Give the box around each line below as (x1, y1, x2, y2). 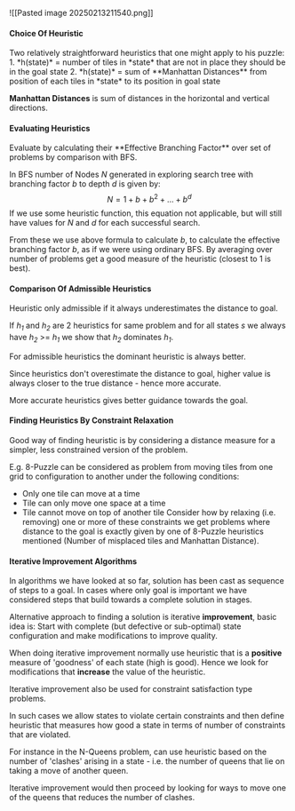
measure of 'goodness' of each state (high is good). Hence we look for (9, 657, 269, 668)
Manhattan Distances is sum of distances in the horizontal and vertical (9, 93, 270, 104)
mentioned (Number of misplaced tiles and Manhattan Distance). (21, 536, 259, 546)
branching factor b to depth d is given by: (9, 179, 162, 189)
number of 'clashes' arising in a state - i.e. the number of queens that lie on (9, 756, 285, 767)
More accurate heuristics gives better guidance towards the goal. (9, 394, 249, 405)
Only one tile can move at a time (21, 489, 140, 499)
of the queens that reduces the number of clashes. (9, 792, 195, 803)
